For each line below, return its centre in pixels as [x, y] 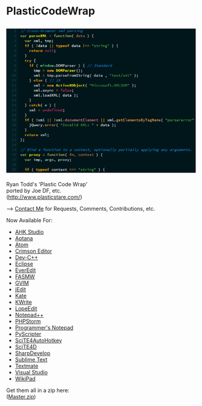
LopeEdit [26, 308]
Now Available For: [29, 220]
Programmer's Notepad [44, 327]
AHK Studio [29, 232]
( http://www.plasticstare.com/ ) [44, 197]
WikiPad [25, 378]
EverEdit [25, 270]
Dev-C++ [26, 257]
